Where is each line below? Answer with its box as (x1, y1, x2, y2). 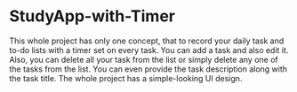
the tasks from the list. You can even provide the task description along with (9, 64, 287, 74)
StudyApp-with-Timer (9, 6, 176, 27)
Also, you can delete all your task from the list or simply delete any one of (9, 54, 278, 65)
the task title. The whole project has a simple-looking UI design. (9, 73, 243, 83)
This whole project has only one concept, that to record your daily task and (9, 35, 285, 46)
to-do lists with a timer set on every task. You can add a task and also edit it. (9, 44, 289, 55)
